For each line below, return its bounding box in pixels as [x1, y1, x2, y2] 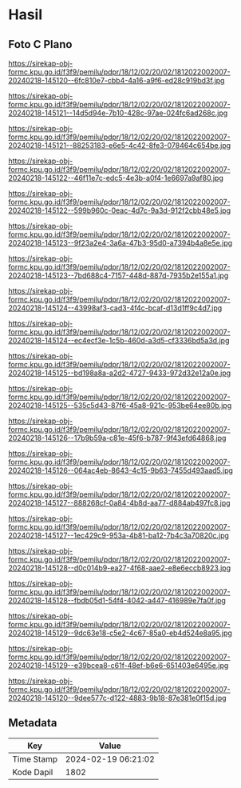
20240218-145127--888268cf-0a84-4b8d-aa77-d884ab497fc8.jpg [8, 498, 231, 507]
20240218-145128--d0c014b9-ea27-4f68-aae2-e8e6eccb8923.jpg [8, 563, 231, 573]
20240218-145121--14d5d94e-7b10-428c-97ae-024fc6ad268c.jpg [8, 108, 228, 118]
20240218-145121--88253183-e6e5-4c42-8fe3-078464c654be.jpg [8, 141, 231, 150]
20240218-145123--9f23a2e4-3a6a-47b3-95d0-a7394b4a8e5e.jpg [8, 238, 233, 247]
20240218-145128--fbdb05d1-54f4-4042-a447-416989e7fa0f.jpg [8, 596, 226, 605]
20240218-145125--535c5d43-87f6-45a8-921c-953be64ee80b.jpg [8, 401, 232, 410]
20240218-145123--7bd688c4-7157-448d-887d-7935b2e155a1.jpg [8, 270, 229, 280]
